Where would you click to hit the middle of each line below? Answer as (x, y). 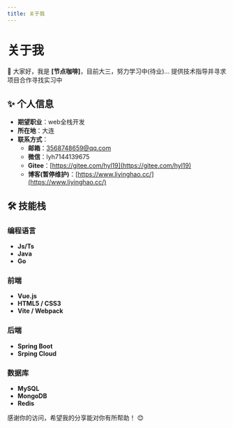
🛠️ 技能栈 (27, 206)
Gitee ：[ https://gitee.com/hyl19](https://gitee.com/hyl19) (110, 165)
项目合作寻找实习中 (35, 80)
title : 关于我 (26, 14)
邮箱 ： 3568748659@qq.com (69, 148)
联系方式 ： (33, 140)
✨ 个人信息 (31, 104)
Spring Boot (35, 346)
